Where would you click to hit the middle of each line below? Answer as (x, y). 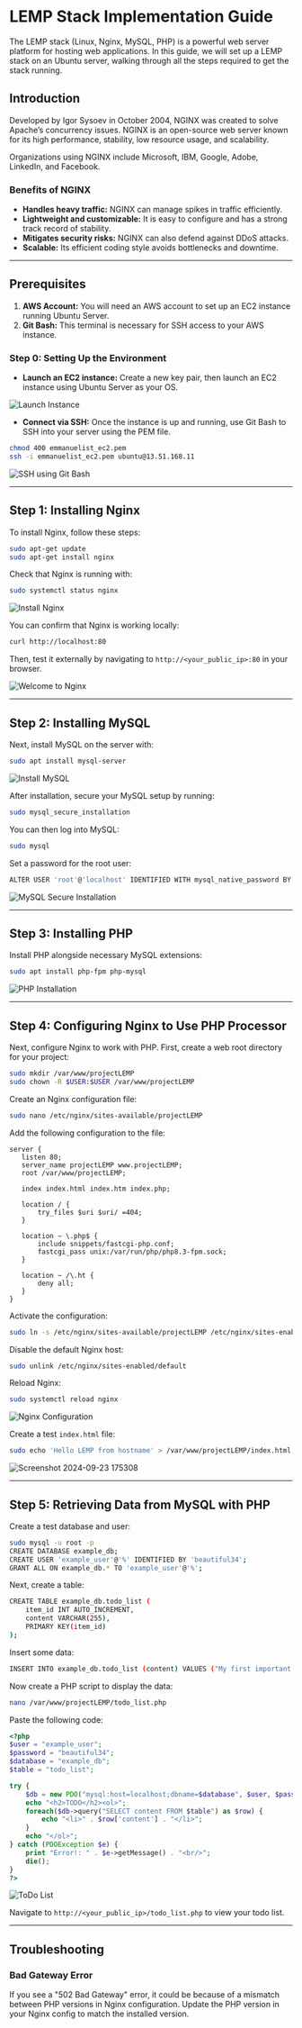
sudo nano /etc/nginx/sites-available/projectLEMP (106, 1115)
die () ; (38, 1861)
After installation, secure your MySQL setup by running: (112, 795)
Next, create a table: (47, 1585)
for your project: (40, 1057)
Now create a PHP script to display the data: (91, 1686)
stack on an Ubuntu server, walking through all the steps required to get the (149, 60)
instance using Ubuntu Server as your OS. (100, 387)
